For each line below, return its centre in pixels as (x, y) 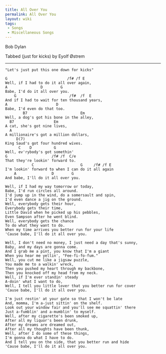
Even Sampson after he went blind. (42, 217)
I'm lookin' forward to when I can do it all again (59, 169)
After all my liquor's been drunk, (42, 320)
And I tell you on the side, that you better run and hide (67, 342)
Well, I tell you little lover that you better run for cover (70, 286)
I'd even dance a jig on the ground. (44, 199)
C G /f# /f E (71, 165)
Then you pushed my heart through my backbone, (55, 269)
